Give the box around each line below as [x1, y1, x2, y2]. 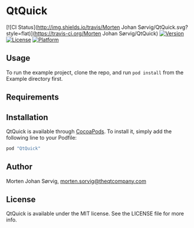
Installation [6, 112, 48, 122]
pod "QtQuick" [6, 146, 41, 151]
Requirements [6, 92, 59, 103]
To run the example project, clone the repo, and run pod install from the [6, 69, 184, 76]
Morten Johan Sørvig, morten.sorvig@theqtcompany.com [6, 177, 146, 184]
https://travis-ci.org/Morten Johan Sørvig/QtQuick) [34, 29, 159, 37]
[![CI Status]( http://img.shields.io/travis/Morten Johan [6, 24, 137, 31]
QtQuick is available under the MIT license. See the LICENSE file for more [6, 210, 185, 217]
